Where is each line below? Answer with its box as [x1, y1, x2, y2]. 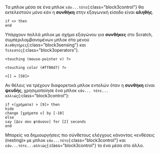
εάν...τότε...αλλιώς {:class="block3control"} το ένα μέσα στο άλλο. [5, 143, 144, 148]
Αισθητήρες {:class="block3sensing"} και [5, 42, 86, 48]
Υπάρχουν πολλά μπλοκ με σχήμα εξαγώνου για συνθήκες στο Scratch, [5, 32, 153, 37]
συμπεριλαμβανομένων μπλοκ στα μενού [5, 37, 89, 43]
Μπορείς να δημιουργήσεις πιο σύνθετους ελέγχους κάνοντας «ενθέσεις [5, 132, 155, 138]
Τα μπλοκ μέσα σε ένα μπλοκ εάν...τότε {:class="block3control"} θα [5, 4, 144, 10]
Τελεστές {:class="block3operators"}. [5, 47, 80, 53]
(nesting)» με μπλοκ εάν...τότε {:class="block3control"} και [5, 137, 126, 143]
